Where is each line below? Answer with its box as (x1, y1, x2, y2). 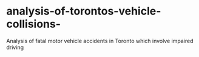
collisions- (6, 17, 61, 31)
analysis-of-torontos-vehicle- (6, 4, 161, 18)
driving (6, 44, 24, 51)
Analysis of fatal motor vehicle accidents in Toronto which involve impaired (6, 37, 194, 44)
